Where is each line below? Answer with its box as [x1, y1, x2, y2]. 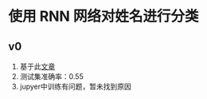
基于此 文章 [19, 61, 56, 71]
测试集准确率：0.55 [19, 72, 84, 81]
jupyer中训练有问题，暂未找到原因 [19, 81, 131, 91]
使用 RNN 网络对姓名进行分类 [8, 7, 199, 26]
